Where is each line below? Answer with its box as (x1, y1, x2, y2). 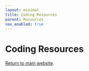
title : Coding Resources (5, 12, 57, 17)
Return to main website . (5, 60, 54, 66)
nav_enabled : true (5, 21, 44, 27)
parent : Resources (5, 17, 44, 22)
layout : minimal (5, 7, 39, 13)
